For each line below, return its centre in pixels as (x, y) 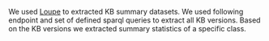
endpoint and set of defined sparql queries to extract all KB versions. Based (134, 20)
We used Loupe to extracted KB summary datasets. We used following (126, 12)
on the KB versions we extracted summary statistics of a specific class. (128, 29)
